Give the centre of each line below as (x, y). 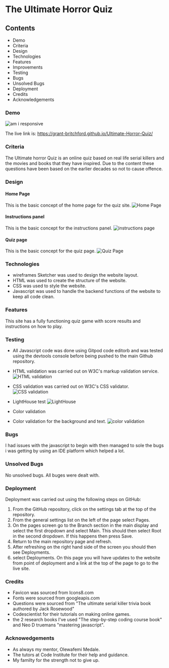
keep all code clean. (33, 297)
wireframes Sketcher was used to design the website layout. (75, 275)
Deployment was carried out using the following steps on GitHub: (73, 499)
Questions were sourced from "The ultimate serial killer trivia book (82, 604)
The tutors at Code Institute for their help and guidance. (71, 655)
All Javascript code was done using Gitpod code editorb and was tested (88, 351)
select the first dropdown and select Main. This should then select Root (87, 530)
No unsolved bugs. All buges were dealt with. (53, 475)
